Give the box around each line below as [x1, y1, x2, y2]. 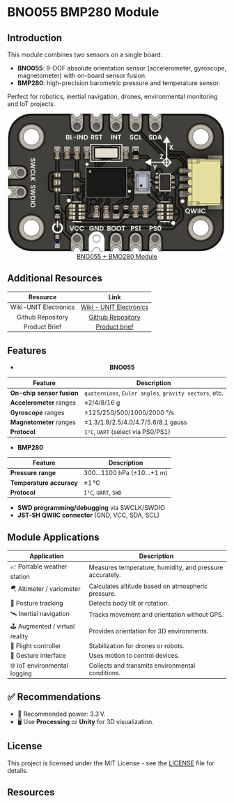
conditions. [88, 669, 121, 677]
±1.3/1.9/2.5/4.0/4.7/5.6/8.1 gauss [84, 418, 187, 426]
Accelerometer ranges [10, 398, 77, 407]
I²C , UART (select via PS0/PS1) [84, 428, 171, 436]
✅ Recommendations [7, 691, 101, 703]
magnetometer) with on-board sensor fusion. [17, 71, 148, 80]
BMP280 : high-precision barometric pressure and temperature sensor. [17, 79, 221, 87]
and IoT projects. [7, 100, 56, 108]
